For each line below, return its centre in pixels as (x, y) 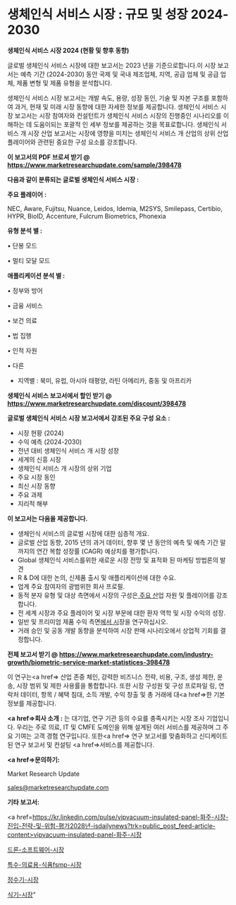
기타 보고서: (24, 802)
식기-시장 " (22, 894)
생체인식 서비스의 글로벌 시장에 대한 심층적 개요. (83, 533)
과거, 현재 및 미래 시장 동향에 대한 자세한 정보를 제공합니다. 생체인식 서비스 (117, 107)
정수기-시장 (23, 880)
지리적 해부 (33, 503)
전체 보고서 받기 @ (33, 654)
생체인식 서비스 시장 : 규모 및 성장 (98, 14)
